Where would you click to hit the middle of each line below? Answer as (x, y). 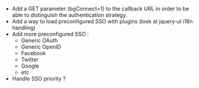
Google (30, 66)
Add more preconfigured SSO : (50, 34)
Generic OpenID (41, 47)
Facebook (33, 53)
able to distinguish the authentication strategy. (70, 15)
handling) (24, 28)
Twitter (30, 60)
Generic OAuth (39, 40)
